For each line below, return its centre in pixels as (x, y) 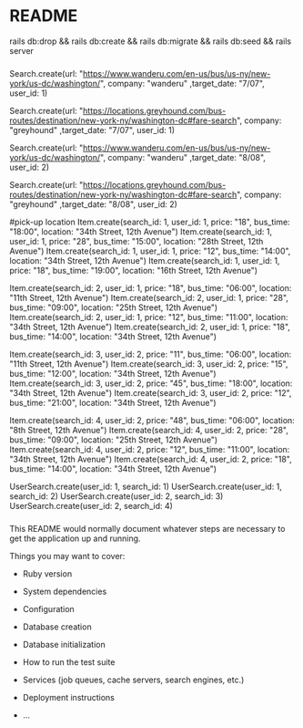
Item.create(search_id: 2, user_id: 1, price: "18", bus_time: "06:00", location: (151, 287)
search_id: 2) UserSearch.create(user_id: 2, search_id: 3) (116, 496)
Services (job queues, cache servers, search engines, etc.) (133, 680)
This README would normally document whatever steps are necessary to (147, 528)
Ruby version (47, 573)
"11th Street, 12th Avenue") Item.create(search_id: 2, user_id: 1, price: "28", (149, 297)
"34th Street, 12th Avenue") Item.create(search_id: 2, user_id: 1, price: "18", (150, 327)
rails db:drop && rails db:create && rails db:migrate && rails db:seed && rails (151, 41)
